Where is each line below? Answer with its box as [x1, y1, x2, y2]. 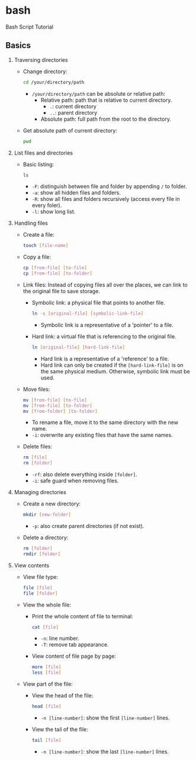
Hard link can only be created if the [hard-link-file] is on [40, 361, 184, 369]
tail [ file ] [31, 737, 62, 743]
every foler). [31, 202, 62, 209]
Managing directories [14, 489, 66, 496]
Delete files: [23, 443, 53, 450]
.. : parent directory [49, 109, 98, 116]
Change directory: [23, 68, 68, 75]
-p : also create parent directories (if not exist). [31, 523, 144, 529]
